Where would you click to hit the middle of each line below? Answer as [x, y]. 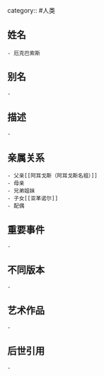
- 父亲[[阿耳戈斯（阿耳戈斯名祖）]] [52, 176]
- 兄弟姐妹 [21, 191]
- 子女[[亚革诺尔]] [33, 199]
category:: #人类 [31, 10]
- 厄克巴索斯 [24, 53]
